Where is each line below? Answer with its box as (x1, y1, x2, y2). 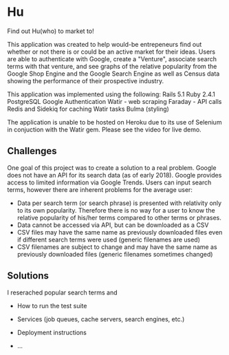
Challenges (7, 145, 57, 157)
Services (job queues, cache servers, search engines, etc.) (17, 314, 185, 323)
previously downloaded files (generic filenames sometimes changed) (17, 250, 213, 258)
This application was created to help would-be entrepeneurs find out (7, 40, 202, 48)
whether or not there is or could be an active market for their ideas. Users (7, 47, 215, 56)
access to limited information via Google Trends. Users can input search (7, 178, 212, 186)
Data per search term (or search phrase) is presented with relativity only (17, 199, 222, 207)
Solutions (7, 270, 50, 282)
